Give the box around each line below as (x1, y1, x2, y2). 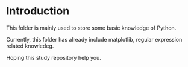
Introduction (6, 4, 70, 18)
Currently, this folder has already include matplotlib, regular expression (6, 36, 183, 43)
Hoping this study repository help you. (6, 54, 101, 61)
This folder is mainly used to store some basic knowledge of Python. (6, 24, 177, 31)
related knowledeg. (6, 42, 54, 49)
